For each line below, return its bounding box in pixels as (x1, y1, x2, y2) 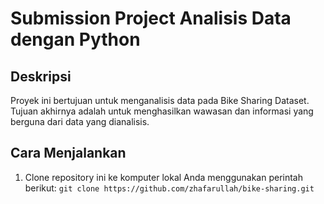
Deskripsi (10, 68, 72, 85)
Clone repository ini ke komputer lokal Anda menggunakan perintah (24, 171, 303, 183)
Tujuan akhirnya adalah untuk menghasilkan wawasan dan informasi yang (10, 105, 314, 117)
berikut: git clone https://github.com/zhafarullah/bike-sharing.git (24, 182, 315, 194)
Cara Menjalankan (10, 145, 127, 162)
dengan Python (10, 28, 141, 51)
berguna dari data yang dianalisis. (10, 116, 150, 127)
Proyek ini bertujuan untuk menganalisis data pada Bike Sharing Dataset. (10, 95, 310, 106)
